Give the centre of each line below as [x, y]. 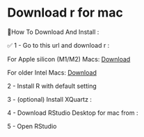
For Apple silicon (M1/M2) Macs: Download [69, 59]
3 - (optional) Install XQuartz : [50, 99]
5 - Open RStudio [32, 126]
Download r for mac [65, 13]
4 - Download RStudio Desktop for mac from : [73, 113]
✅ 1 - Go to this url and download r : [58, 45]
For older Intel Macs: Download [52, 72]
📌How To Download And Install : [53, 32]
